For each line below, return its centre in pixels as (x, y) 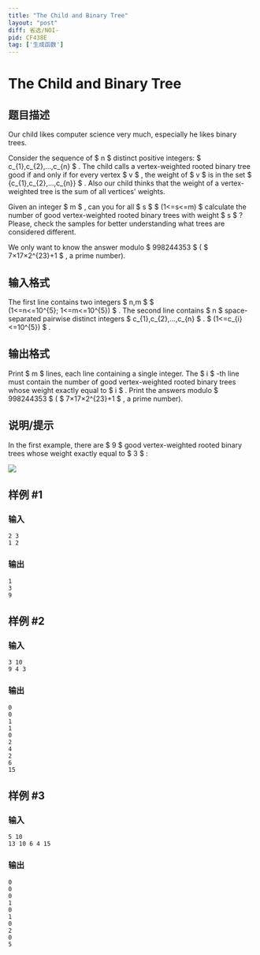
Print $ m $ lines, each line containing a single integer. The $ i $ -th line (124, 373)
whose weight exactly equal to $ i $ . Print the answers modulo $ (113, 390)
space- (236, 310)
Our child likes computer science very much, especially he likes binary (123, 134)
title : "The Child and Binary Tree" (68, 15)
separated (25, 318)
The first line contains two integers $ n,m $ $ (81, 301)
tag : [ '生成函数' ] (36, 45)
